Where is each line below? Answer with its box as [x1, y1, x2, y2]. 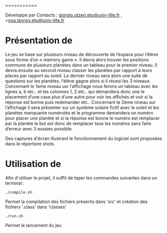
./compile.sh [5, 189, 32, 194]
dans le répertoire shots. [5, 140, 56, 146]
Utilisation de [5, 158, 61, 169]
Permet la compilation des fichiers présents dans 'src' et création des [5, 198, 148, 204]
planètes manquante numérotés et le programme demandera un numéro [5, 109, 154, 115]
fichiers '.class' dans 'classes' [5, 203, 67, 209]
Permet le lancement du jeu [5, 222, 62, 228]
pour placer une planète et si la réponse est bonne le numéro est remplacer [5, 115, 160, 121]
